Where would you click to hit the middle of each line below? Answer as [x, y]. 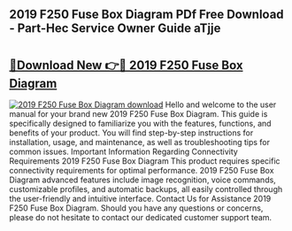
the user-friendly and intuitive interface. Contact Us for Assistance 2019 [140, 199]
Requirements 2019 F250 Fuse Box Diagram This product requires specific [145, 161]
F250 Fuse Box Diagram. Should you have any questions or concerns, [136, 208]
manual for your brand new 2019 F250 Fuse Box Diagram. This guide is [138, 114]
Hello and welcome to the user [221, 104]
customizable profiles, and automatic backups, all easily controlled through [146, 189]
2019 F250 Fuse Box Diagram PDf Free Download [147, 15]
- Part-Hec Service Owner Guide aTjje [115, 29]
